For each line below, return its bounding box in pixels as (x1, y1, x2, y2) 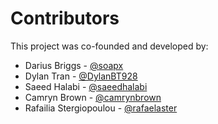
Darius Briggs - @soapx (24, 59, 124, 71)
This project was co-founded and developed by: (10, 40, 209, 52)
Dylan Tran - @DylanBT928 (24, 70, 138, 82)
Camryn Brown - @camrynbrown (24, 91, 162, 103)
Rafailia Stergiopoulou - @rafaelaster (24, 102, 178, 114)
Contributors (10, 7, 120, 30)
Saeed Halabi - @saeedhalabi (24, 80, 148, 92)
